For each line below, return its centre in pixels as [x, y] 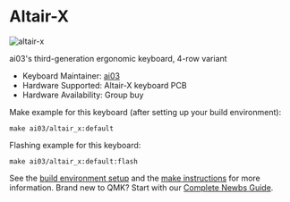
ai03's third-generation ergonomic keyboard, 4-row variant [118, 58]
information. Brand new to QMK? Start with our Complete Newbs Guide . [141, 187]
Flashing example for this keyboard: [75, 145]
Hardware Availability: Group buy [83, 95]
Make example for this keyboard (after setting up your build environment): [145, 112]
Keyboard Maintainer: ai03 [71, 76]
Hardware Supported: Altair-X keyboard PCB [104, 85]
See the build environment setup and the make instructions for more [135, 178]
